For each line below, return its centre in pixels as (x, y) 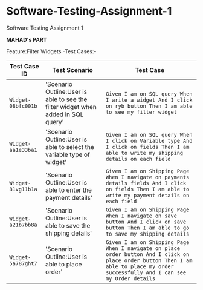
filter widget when (71, 107)
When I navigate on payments (147, 177)
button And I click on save (146, 222)
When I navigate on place (143, 248)
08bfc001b (23, 106)
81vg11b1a (23, 189)
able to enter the (69, 190)
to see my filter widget (141, 112)
